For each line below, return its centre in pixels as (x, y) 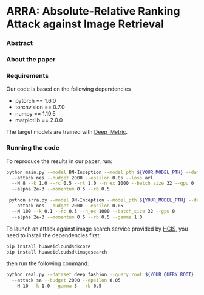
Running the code (33, 148)
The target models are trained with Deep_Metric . (67, 132)
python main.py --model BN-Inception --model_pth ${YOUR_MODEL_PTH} (95, 172)
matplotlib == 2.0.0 (39, 120)
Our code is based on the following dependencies (69, 89)
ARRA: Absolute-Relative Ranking (93, 11)
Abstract (20, 43)
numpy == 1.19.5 (35, 114)
